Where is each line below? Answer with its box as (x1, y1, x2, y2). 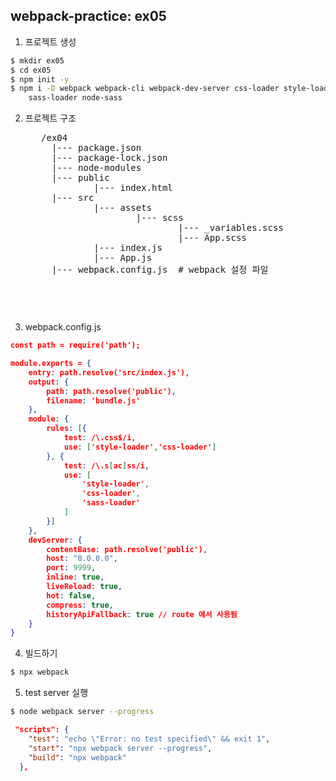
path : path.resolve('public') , (46, 386, 177, 396)
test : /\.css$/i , (63, 433, 137, 443)
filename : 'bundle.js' (46, 395, 141, 406)
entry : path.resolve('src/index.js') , (28, 367, 190, 378)
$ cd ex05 (10, 65, 52, 75)
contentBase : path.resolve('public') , (46, 544, 208, 554)
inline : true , (46, 572, 105, 583)
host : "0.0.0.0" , (46, 554, 118, 564)
